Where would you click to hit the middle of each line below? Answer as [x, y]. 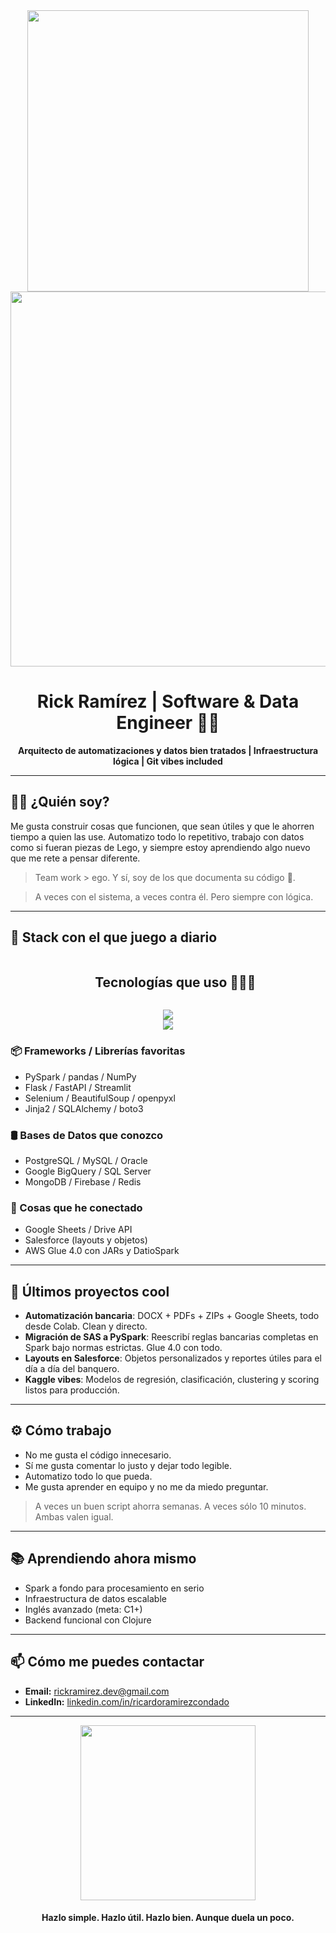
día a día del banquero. [72, 1369]
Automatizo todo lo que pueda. [88, 1476]
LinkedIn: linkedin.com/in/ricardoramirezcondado [127, 1701]
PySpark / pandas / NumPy [80, 1076]
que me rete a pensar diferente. [75, 858]
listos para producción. [72, 1390]
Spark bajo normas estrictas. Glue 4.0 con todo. [123, 1348]
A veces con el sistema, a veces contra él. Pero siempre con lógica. [174, 896]
